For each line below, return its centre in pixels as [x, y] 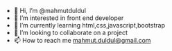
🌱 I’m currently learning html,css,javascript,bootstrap [89, 25]
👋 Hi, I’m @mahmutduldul [50, 11]
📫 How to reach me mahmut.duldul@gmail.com [82, 40]
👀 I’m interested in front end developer [69, 18]
